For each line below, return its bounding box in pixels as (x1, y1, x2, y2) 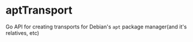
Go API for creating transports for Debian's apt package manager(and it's (5, 23, 187, 30)
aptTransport (5, 4, 73, 17)
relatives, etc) (5, 29, 40, 36)
